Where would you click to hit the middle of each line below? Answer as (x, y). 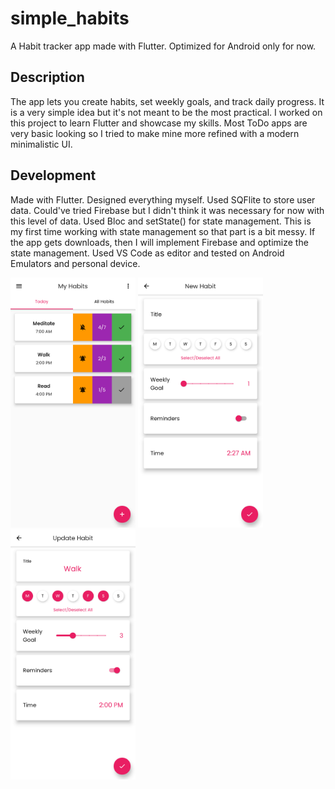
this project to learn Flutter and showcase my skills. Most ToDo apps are (159, 123)
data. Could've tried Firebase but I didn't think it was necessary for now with (167, 210)
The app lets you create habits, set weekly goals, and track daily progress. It (167, 101)
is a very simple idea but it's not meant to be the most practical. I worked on (166, 112)
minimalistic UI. (41, 144)
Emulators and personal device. (75, 263)
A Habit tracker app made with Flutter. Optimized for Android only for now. (163, 46)
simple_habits (70, 18)
